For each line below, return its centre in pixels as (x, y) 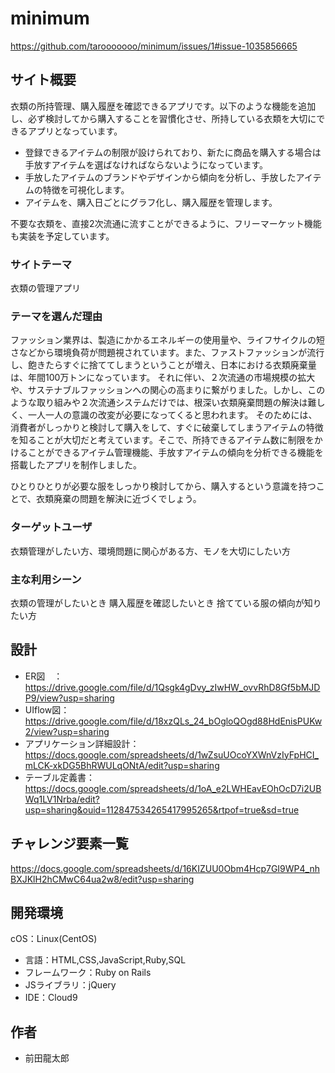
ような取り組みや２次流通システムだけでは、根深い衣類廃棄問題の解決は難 (163, 403)
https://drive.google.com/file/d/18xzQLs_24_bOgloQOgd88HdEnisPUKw (173, 721)
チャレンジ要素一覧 (69, 843)
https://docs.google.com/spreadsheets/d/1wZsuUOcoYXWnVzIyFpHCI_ (171, 754)
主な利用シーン (46, 579)
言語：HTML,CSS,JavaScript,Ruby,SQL (105, 960)
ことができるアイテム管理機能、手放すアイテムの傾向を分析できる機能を (175, 453)
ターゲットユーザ (51, 527)
